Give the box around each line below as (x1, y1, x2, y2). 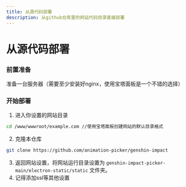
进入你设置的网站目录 (14, 112, 68, 119)
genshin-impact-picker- (106, 160, 166, 166)
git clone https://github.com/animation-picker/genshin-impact (6, 147, 169, 154)
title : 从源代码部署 (6, 8, 52, 15)
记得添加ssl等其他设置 (14, 174, 70, 182)
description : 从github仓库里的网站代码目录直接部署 (6, 14, 125, 21)
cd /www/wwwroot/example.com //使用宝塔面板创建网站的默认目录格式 (6, 124, 164, 130)
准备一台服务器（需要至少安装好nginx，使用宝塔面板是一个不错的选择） (6, 80, 184, 87)
